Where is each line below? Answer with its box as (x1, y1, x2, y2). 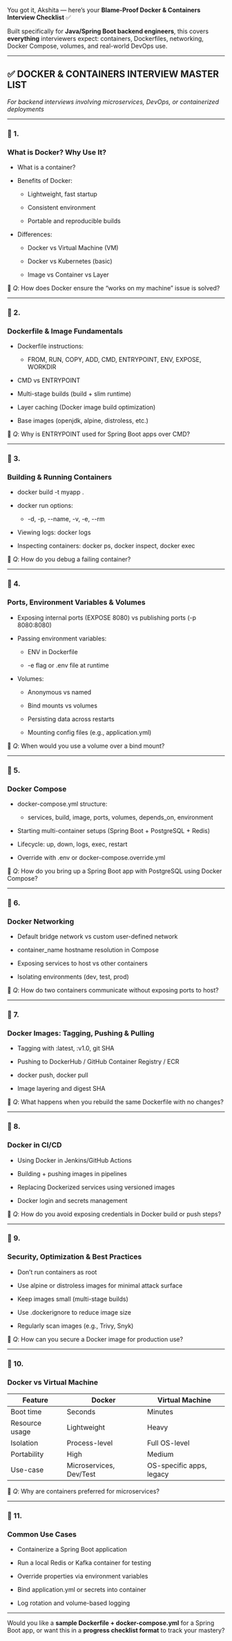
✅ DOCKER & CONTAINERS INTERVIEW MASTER (7, 69, 220, 80)
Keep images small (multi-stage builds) (17, 1295, 129, 1303)
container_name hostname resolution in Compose (17, 946, 159, 954)
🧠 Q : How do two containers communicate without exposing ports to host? (7, 986, 219, 994)
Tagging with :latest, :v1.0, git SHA (17, 1044, 115, 1053)
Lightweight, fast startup (27, 190, 98, 198)
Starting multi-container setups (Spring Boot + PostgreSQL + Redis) (17, 826, 211, 834)
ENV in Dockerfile (27, 647, 78, 656)
